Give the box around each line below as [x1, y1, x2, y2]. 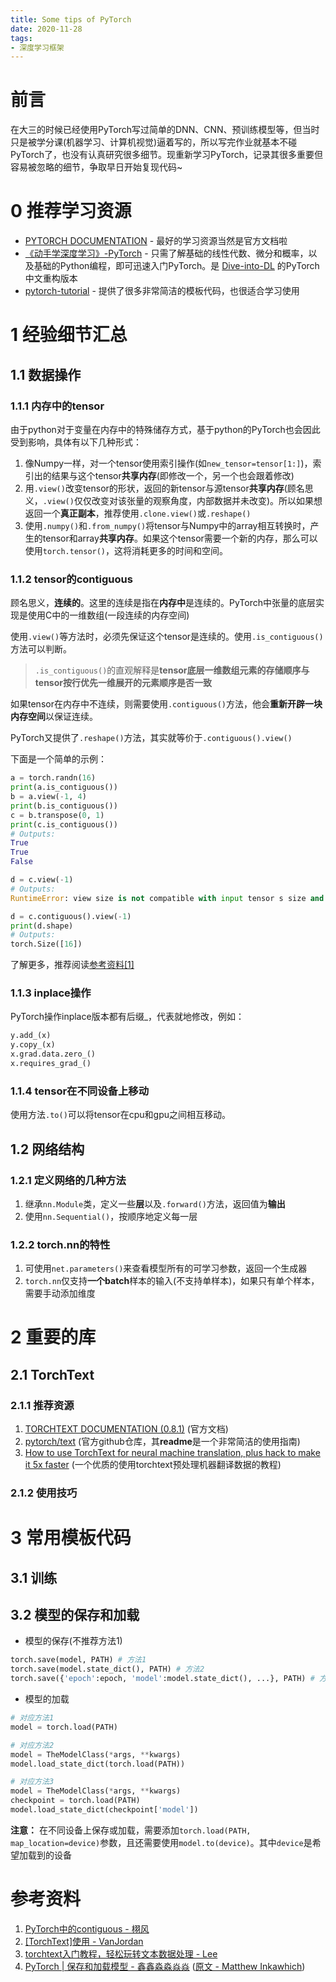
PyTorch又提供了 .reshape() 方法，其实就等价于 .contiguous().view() [10, 732, 293, 744]
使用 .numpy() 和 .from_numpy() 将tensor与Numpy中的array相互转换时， [24, 520, 311, 531]
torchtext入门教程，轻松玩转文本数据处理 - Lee [24, 1947, 218, 1960]
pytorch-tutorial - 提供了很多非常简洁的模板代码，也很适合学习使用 [24, 285, 300, 297]
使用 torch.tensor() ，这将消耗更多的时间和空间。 [24, 545, 229, 556]
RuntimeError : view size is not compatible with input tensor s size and [10, 893, 325, 903]
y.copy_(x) [10, 1040, 56, 1050]
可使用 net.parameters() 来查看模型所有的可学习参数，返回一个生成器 [24, 1262, 308, 1275]
